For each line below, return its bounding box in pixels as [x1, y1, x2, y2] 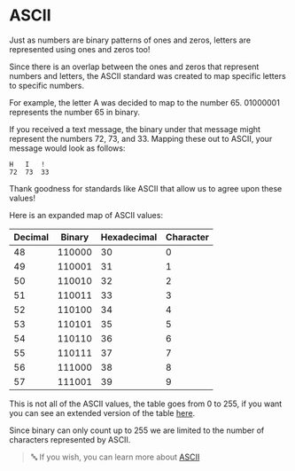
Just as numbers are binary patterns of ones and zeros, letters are [9, 35, 251, 45]
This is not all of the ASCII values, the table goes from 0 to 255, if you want [9, 398, 283, 409]
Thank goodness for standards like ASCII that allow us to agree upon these [9, 183, 283, 193]
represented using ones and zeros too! [9, 43, 151, 54]
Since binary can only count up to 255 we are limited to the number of [9, 425, 265, 436]
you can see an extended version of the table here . [9, 407, 196, 418]
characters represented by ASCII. [9, 434, 131, 444]
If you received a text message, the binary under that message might [9, 123, 261, 134]
